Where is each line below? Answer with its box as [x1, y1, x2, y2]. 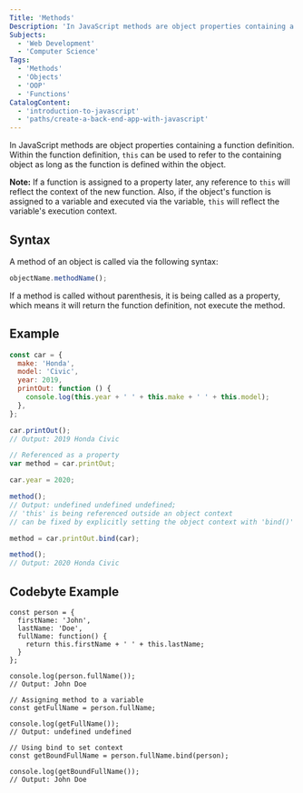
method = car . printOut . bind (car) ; [9, 534, 141, 543]
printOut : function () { [17, 384, 112, 394]
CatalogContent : [9, 97, 71, 107]
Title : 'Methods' [9, 13, 75, 23]
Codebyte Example [9, 584, 120, 599]
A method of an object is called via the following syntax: [9, 256, 220, 266]
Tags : [9, 55, 30, 65]
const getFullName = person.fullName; [9, 703, 156, 712]
